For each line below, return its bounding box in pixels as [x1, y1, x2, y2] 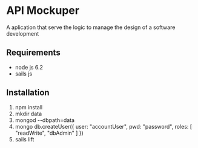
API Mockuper [6, 4, 80, 18]
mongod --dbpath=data [15, 116, 74, 124]
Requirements [6, 48, 61, 58]
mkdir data [15, 110, 42, 117]
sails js [15, 70, 32, 77]
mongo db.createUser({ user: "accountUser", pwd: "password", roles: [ [15, 123, 193, 130]
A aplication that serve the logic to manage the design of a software [6, 24, 176, 31]
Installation [6, 88, 50, 98]
